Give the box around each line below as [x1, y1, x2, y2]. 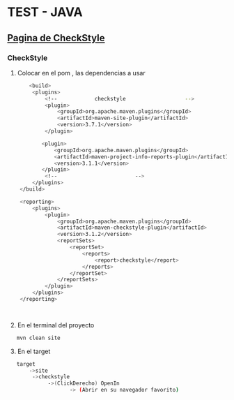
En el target [17, 347, 51, 355]
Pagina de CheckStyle [7, 32, 105, 44]
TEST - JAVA [7, 4, 83, 20]
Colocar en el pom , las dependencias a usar [17, 68, 146, 77]
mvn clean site [16, 334, 61, 341]
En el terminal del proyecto [17, 320, 95, 329]
